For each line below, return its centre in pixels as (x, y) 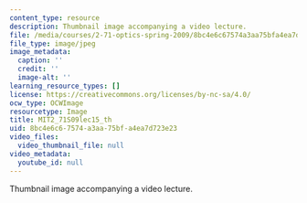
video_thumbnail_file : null (71, 145)
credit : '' (38, 69)
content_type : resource (55, 18)
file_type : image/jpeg (53, 43)
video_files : (34, 137)
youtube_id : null (51, 162)
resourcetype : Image (49, 112)
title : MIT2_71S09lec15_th (61, 120)
